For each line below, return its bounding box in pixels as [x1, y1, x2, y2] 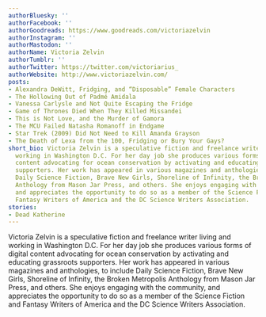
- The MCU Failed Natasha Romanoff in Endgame [8, 122, 165, 130]
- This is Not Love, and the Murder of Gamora [8, 115, 165, 123]
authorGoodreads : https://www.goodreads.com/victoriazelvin [8, 26, 211, 34]
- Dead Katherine [8, 211, 66, 219]
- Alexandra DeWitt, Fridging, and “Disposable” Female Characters [8, 85, 236, 94]
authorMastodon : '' [8, 41, 73, 49]
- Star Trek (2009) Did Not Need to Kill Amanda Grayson [8, 129, 200, 137]
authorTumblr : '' [8, 56, 66, 64]
